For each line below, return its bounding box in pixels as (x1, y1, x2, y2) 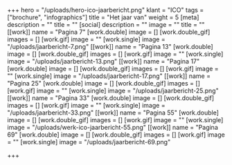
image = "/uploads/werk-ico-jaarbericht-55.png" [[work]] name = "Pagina (7, 124, 218, 131)
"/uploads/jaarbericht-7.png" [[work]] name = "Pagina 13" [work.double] (7, 43, 213, 50)
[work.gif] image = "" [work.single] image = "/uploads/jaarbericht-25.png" (7, 86, 220, 95)
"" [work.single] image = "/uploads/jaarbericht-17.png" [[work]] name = (7, 72, 211, 80)
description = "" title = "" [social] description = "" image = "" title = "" (7, 21, 205, 28)
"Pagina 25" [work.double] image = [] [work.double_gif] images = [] (7, 79, 201, 87)
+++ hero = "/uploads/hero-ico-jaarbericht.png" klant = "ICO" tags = (7, 6, 204, 14)
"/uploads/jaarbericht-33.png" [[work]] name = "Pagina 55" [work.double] (7, 108, 220, 117)
